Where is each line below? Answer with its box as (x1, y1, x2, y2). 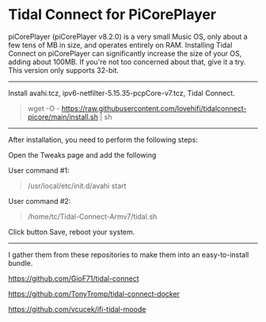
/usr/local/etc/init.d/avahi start (27, 181, 127, 190)
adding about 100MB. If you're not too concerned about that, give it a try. (8, 57, 246, 67)
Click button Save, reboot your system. (8, 227, 135, 236)
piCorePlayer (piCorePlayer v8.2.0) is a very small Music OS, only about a (8, 32, 248, 41)
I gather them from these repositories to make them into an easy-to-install (8, 250, 249, 259)
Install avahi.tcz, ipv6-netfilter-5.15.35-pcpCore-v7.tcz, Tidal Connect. (8, 88, 235, 98)
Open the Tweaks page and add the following (8, 150, 157, 159)
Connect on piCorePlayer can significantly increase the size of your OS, (8, 48, 242, 58)
